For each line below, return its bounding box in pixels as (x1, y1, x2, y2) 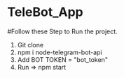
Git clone (17, 40, 44, 49)
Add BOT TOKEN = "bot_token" (17, 55, 109, 63)
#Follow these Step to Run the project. (7, 27, 118, 36)
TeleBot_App (7, 4, 83, 20)
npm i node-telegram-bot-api (17, 48, 103, 56)
